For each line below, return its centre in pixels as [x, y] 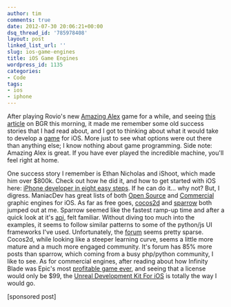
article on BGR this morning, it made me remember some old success [106, 124]
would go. [21, 283]
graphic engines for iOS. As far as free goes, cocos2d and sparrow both [110, 203]
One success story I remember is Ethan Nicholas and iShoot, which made [111, 173]
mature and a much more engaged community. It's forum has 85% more [110, 246]
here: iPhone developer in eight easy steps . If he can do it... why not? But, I [113, 188]
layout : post [26, 39]
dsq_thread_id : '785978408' [48, 33]
